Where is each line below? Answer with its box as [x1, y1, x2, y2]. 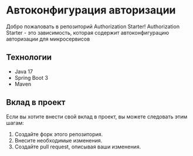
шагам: [6, 119, 25, 126]
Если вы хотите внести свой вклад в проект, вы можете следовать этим [6, 113, 188, 120]
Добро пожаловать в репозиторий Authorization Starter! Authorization [6, 23, 180, 30]
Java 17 [14, 68, 33, 75]
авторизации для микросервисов [6, 35, 90, 42]
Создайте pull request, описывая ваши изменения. [14, 143, 141, 150]
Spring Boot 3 [14, 74, 49, 81]
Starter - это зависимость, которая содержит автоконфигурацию [6, 29, 170, 36]
